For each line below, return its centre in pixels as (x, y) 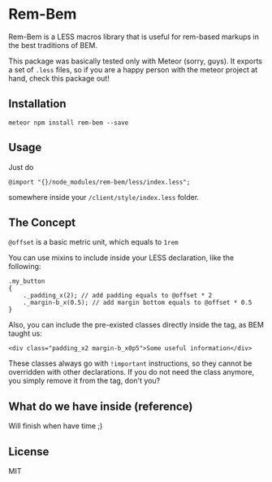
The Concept (42, 222)
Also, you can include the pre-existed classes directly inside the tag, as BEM (136, 325)
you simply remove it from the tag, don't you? (84, 381)
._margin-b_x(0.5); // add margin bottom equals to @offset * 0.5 (138, 303)
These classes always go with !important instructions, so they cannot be (130, 363)
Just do (21, 167)
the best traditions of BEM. (53, 45)
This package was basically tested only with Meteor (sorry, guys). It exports (135, 61)
